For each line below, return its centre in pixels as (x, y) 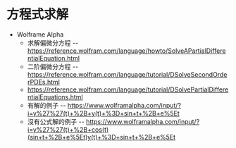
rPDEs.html (44, 82)
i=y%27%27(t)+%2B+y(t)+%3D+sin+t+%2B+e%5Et (104, 113)
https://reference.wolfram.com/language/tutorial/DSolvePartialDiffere (128, 90)
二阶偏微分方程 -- (53, 66)
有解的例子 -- (46, 105)
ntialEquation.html (54, 58)
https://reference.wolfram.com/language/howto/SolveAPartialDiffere (126, 51)
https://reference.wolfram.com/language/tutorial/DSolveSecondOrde (127, 74)
